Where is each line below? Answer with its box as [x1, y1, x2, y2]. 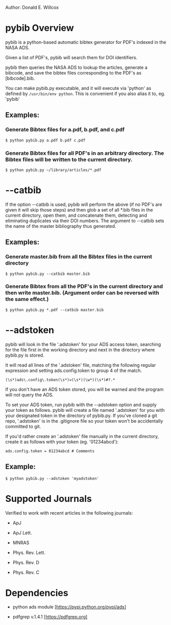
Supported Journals [5, 493, 92, 504]
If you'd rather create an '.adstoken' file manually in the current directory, [5, 433, 159, 439]
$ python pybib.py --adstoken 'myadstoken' [5, 476, 100, 481]
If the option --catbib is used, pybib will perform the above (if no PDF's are [5, 201, 162, 207]
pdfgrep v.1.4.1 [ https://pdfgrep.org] [12, 614, 88, 620]
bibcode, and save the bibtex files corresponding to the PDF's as [5, 70, 142, 76]
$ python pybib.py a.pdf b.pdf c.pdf [5, 137, 86, 143]
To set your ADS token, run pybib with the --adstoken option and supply [5, 401, 157, 408]
